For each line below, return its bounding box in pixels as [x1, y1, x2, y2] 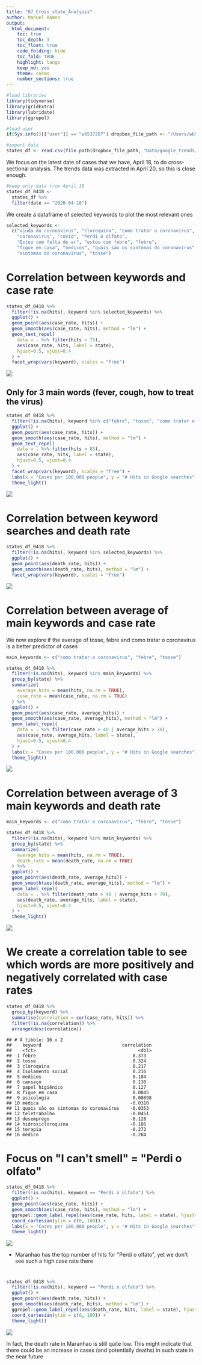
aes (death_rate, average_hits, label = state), [17, 897, 138, 903]
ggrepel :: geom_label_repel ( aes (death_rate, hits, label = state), [11, 1307, 182, 1313]
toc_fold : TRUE [17, 54, 55, 60]
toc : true [17, 31, 42, 37]
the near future [6, 1352, 44, 1360]
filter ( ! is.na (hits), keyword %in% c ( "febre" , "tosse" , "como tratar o [11, 418, 195, 424]
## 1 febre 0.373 [6, 1053, 147, 1059]
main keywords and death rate [6, 799, 161, 812]
